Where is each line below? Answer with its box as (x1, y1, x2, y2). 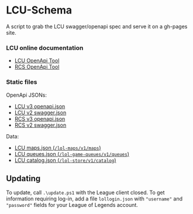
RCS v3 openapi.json (14, 115, 66, 122)
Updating (6, 174, 41, 184)
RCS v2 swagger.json (14, 121, 67, 128)
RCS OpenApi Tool (14, 63, 60, 70)
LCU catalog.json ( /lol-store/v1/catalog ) (14, 157, 116, 164)
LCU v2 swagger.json (14, 109, 67, 116)
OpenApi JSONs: (6, 91, 47, 98)
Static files (6, 78, 37, 86)
